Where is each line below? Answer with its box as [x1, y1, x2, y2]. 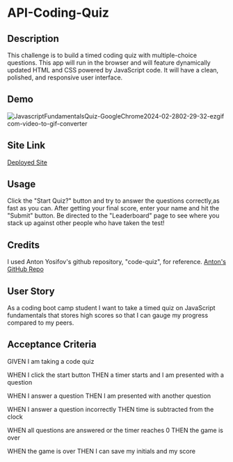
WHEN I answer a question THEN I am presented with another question [7, 392, 211, 400]
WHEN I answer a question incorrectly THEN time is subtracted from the [7, 405, 214, 413]
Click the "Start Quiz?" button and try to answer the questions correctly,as [7, 197, 220, 205]
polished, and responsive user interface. [7, 73, 123, 82]
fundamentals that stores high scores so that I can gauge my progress [7, 311, 209, 320]
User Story [7, 285, 55, 297]
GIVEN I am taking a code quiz [7, 357, 95, 365]
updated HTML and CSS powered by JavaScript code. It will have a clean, [7, 66, 219, 74]
